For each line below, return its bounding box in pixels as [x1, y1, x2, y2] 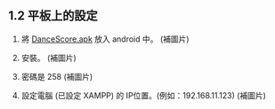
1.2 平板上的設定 [8, 8, 99, 24]
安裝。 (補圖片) [20, 52, 77, 63]
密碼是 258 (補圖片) [20, 71, 93, 82]
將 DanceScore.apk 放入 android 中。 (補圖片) [20, 34, 190, 44]
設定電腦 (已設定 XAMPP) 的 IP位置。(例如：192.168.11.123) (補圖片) [20, 90, 266, 100]
